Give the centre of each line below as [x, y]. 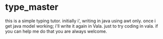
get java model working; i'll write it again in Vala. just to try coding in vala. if [81, 26]
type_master [32, 7]
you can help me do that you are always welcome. [56, 31]
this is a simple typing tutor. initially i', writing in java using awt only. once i [81, 21]
